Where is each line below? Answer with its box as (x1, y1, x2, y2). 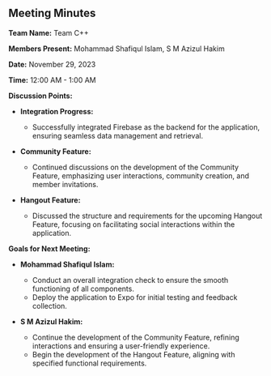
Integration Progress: (19, 106, 94, 116)
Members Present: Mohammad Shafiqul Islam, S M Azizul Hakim (8, 44, 225, 53)
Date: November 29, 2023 (8, 59, 96, 69)
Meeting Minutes (8, 6, 96, 20)
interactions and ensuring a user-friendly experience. (32, 340, 210, 351)
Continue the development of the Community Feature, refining (32, 332, 240, 342)
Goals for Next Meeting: (8, 243, 91, 254)
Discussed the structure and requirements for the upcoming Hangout (32, 211, 263, 220)
